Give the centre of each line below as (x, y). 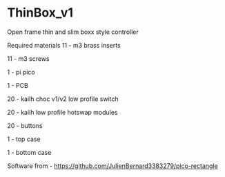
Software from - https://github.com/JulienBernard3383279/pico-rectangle (113, 166)
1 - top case (24, 139)
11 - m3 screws (28, 58)
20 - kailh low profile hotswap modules (63, 112)
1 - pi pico (21, 72)
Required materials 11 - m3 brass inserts (64, 45)
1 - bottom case (29, 152)
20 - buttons (25, 125)
